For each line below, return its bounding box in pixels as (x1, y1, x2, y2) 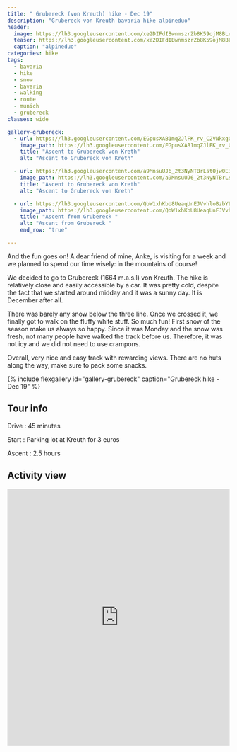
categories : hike (7, 50, 59, 57)
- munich (13, 103, 39, 110)
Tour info (7, 403, 48, 415)
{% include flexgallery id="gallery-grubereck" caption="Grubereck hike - (7, 375, 220, 383)
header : (7, 23, 30, 30)
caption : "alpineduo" (13, 43, 78, 50)
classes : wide (7, 115, 49, 123)
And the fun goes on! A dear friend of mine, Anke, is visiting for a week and (7, 252, 226, 261)
